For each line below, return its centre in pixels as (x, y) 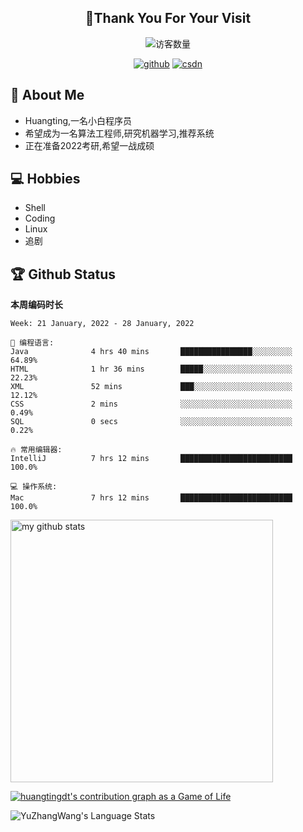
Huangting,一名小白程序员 (78, 120)
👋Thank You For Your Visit (168, 18)
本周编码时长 (36, 305)
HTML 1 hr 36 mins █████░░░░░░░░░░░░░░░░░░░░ (151, 369)
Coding (40, 218)
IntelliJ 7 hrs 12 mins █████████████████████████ (151, 459)
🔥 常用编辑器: (36, 450)
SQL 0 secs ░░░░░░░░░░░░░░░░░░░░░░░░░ (151, 422)
